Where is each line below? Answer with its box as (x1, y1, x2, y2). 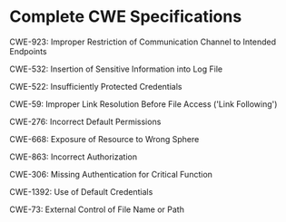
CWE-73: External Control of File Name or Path (9, 204, 184, 215)
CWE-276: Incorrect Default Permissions (9, 116, 162, 127)
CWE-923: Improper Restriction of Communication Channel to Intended (9, 36, 277, 47)
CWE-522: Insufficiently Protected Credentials (9, 81, 182, 92)
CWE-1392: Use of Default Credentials (9, 186, 153, 197)
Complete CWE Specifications (9, 6, 242, 27)
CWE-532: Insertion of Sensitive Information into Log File (9, 63, 223, 74)
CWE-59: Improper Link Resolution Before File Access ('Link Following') (9, 98, 278, 110)
